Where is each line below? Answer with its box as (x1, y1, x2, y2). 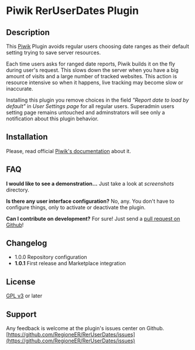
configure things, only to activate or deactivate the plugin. (6, 203, 146, 211)
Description (6, 27, 50, 37)
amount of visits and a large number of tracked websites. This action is (6, 73, 177, 79)
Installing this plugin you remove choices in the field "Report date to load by (6, 96, 189, 103)
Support (6, 309, 37, 319)
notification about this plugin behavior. (6, 115, 99, 122)
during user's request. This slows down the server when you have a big (6, 67, 179, 74)
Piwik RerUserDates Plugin (6, 4, 139, 18)
